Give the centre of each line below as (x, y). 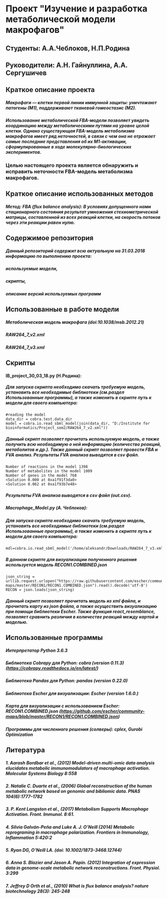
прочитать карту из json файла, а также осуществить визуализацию (81, 606)
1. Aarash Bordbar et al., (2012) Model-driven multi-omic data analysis (80, 762)
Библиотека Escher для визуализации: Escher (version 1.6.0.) (72, 693)
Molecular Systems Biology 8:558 (41, 773)
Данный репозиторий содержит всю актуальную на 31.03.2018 (75, 251)
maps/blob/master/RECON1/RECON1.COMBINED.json (62, 717)
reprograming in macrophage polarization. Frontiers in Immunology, (77, 832)
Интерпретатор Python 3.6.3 (37, 650)
